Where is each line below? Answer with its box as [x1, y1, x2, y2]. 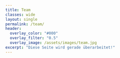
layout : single [5, 17, 38, 22]
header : [5, 26, 22, 31]
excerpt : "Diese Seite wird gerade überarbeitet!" [5, 45, 115, 50]
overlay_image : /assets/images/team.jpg [10, 40, 97, 45]
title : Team [5, 7, 31, 13]
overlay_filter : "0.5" [10, 36, 58, 41]
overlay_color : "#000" [10, 31, 58, 36]
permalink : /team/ [5, 21, 44, 27]
